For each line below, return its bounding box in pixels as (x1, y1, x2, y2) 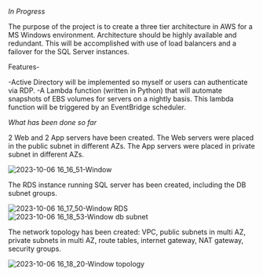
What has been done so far (8, 118, 97, 127)
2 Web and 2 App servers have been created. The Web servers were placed (8, 133, 254, 142)
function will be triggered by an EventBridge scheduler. (8, 102, 187, 112)
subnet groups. (8, 189, 57, 197)
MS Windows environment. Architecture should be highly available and (8, 31, 237, 39)
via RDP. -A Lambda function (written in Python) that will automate (8, 86, 222, 95)
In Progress (8, 7, 46, 16)
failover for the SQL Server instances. (8, 47, 130, 56)
